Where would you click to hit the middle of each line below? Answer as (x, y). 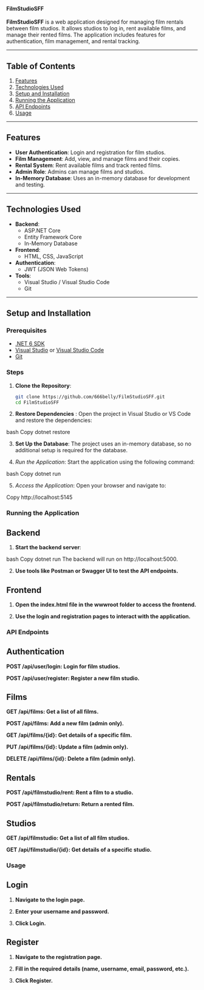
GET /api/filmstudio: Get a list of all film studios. (68, 838)
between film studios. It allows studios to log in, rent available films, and (96, 29)
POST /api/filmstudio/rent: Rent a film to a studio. (70, 793)
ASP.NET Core (42, 230)
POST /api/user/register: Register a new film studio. (73, 678)
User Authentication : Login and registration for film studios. (90, 152)
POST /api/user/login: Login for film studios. (63, 666)
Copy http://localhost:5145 (39, 497)
